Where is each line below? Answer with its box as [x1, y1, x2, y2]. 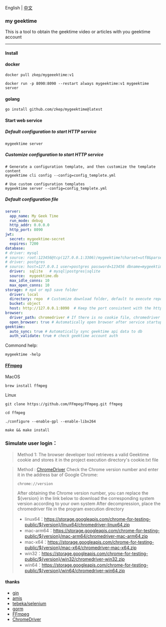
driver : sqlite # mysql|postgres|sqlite [9, 269, 100, 274]
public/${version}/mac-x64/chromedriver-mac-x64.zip [24, 545, 137, 551]
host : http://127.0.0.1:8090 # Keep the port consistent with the [9, 306, 152, 311]
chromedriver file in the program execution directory [17, 506, 124, 512]
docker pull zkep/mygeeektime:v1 [5, 72, 74, 77]
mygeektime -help [5, 352, 41, 357]
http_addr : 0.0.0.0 [9, 223, 50, 228]
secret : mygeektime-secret [9, 237, 65, 242]
